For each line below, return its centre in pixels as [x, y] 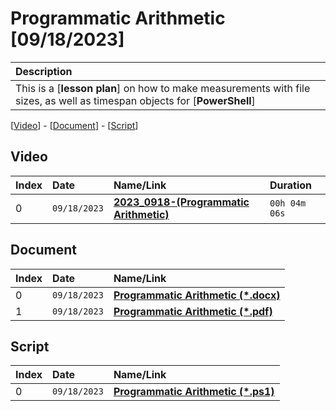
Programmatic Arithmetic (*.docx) [197, 295]
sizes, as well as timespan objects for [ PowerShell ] [135, 100]
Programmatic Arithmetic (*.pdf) [193, 311]
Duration [291, 185]
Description [44, 71]
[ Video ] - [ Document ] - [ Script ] [74, 125]
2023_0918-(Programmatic [181, 202]
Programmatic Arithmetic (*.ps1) [194, 392]
